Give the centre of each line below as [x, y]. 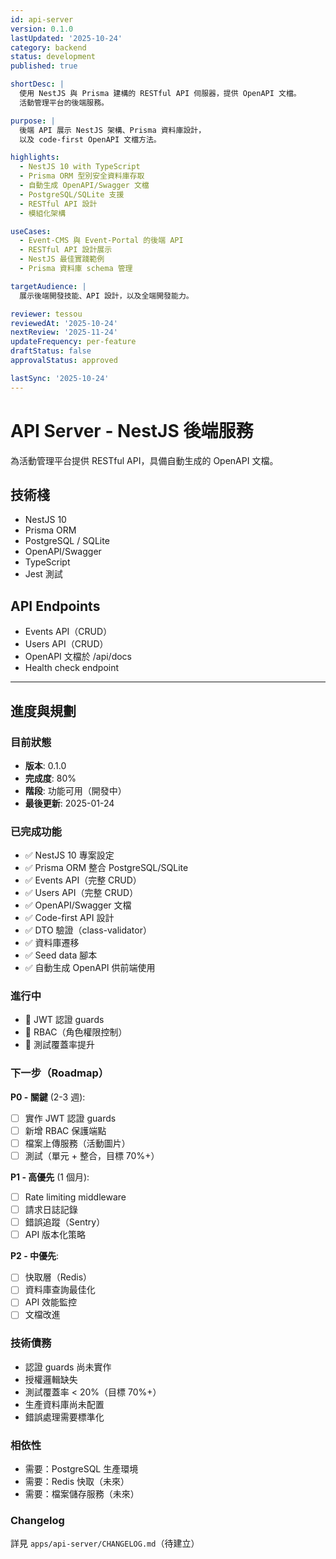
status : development [53, 57]
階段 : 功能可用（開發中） [75, 790]
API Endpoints [55, 606]
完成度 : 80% [50, 778]
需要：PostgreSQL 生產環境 [81, 1469]
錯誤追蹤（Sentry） [65, 1222]
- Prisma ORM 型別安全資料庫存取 [82, 176]
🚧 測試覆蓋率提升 [59, 1045]
